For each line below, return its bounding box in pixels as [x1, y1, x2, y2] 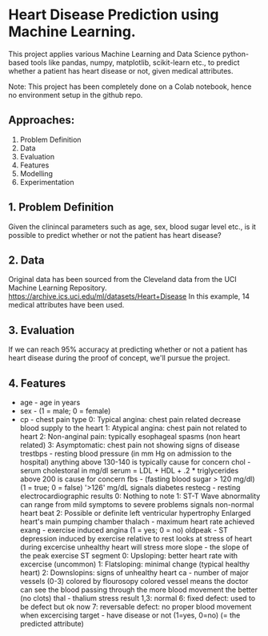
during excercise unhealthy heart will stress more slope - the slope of [19, 542, 250, 552]
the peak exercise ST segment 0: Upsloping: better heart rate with [19, 551, 238, 560]
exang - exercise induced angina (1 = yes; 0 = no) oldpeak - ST [19, 525, 228, 534]
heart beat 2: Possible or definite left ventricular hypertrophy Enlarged [19, 509, 251, 517]
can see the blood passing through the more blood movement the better [19, 585, 258, 594]
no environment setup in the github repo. [8, 90, 143, 99]
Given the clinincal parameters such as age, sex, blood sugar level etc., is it [8, 222, 256, 231]
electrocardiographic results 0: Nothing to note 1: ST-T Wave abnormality [19, 491, 261, 501]
